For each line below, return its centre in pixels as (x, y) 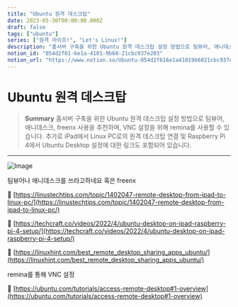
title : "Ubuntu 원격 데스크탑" (49, 14)
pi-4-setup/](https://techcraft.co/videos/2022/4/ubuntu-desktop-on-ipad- (116, 230)
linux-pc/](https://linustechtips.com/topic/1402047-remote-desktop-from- (116, 202)
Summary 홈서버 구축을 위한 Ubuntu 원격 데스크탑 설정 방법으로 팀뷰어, (124, 118)
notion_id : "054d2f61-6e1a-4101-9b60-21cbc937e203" (85, 54)
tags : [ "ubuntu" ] (33, 34)
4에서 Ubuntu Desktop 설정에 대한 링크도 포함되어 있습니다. (108, 145)
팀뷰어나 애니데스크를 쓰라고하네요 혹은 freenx (72, 180)
